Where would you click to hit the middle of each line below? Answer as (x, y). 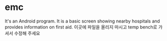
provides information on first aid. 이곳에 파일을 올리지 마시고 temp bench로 (81, 27)
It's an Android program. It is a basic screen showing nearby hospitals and (82, 21)
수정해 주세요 (27, 33)
